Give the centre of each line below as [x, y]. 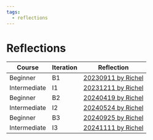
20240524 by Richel [113, 108]
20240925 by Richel [113, 118]
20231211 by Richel [113, 88]
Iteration [65, 68]
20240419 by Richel [113, 98]
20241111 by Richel [113, 128]
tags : [13, 12]
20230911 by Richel [113, 78]
